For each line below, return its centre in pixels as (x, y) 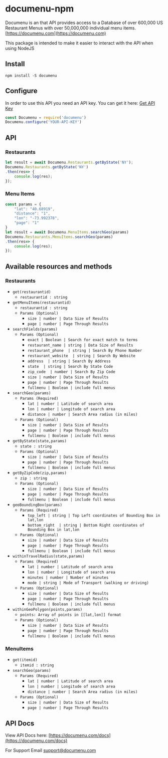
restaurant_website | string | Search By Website (81, 356)
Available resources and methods (59, 266)
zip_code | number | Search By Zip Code (71, 372)
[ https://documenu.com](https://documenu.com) (56, 33)
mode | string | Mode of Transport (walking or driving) (88, 583)
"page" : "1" (27, 223)
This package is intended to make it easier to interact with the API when (79, 43)
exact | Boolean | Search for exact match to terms (82, 340)
